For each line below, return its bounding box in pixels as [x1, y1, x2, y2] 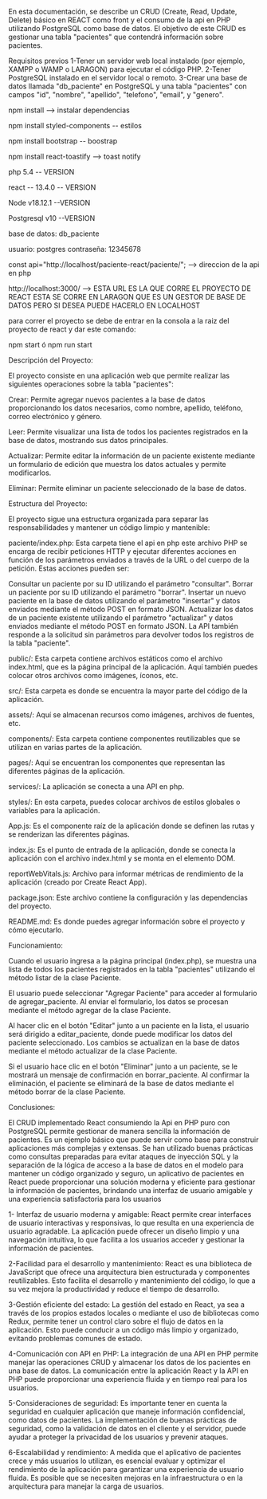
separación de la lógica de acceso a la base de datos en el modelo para [8, 1160, 245, 1170]
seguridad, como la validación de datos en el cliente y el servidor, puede [8, 1424, 246, 1433]
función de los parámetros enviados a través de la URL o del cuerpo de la [8, 555, 249, 564]
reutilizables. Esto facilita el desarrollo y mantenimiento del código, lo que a [8, 1276, 257, 1285]
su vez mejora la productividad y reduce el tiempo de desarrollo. [8, 1285, 220, 1293]
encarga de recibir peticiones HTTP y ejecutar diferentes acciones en [8, 547, 237, 556]
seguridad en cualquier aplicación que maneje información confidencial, [8, 1407, 245, 1416]
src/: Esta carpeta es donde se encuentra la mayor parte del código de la [8, 686, 249, 696]
